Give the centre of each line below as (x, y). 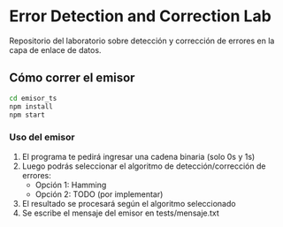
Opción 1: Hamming (71, 185)
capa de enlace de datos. (55, 49)
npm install (31, 106)
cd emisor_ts (33, 98)
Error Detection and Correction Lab (140, 16)
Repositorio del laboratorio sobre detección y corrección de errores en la (142, 41)
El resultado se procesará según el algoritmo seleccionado (129, 203)
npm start (27, 115)
